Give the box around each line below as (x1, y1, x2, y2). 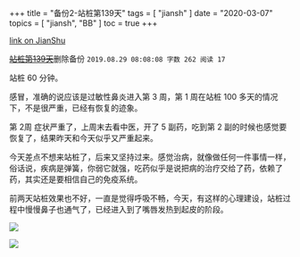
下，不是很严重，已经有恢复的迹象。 (9, 103, 143, 113)
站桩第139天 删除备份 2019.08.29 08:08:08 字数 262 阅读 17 (9, 54, 226, 64)
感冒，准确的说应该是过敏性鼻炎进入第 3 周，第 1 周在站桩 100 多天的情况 (9, 92, 279, 102)
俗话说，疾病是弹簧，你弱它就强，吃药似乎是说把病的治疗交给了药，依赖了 (9, 163, 283, 173)
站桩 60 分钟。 (9, 72, 63, 83)
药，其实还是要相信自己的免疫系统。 (9, 174, 143, 185)
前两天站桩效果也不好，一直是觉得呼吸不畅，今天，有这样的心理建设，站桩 (9, 193, 283, 203)
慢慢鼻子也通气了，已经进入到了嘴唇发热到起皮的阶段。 (24, 204, 229, 214)
